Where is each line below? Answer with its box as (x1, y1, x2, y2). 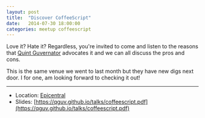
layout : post (6, 9, 40, 15)
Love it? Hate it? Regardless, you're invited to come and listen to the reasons (6, 43, 198, 50)
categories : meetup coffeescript (6, 26, 92, 32)
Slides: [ (15, 98, 36, 106)
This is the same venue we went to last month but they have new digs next (6, 68, 194, 75)
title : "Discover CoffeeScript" (6, 15, 92, 21)
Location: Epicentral (15, 92, 66, 99)
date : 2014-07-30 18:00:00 (6, 20, 81, 26)
